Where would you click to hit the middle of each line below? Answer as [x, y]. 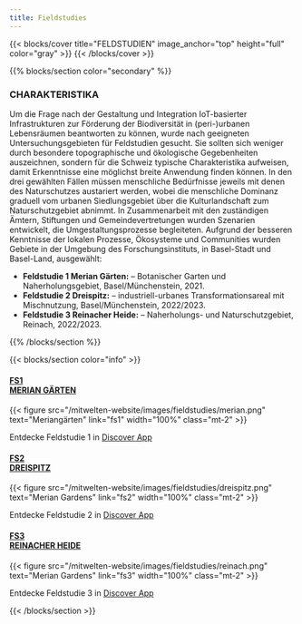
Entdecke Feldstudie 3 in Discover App [82, 593]
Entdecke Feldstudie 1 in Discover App [81, 437]
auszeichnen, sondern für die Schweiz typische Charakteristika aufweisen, [149, 162]
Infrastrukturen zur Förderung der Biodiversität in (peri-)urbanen [130, 123]
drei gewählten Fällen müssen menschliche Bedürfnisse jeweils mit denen [147, 181]
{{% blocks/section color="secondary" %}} [91, 71]
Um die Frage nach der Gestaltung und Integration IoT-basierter [128, 113]
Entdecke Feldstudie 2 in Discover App [82, 515]
